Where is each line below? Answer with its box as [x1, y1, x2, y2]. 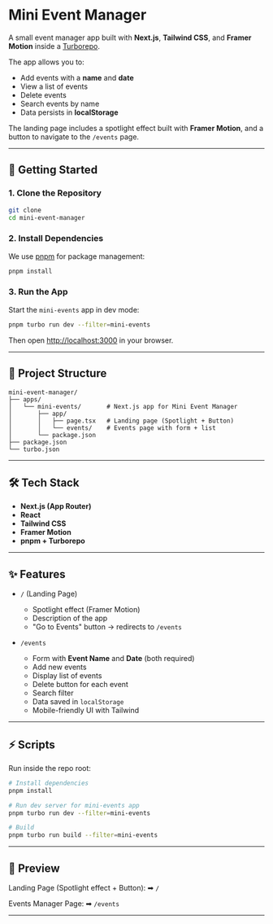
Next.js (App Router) [19, 501, 92, 511]
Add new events [32, 662, 87, 672]
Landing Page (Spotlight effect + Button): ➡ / [8, 883, 160, 893]
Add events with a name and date [19, 72, 134, 82]
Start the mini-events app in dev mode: [8, 304, 140, 314]
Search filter [32, 688, 75, 698]
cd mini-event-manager [8, 213, 85, 221]
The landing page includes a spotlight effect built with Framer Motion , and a [8, 123, 264, 133]
